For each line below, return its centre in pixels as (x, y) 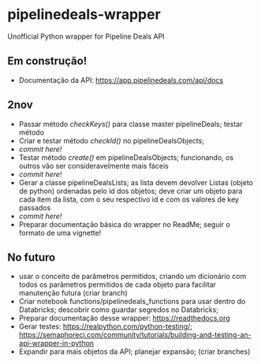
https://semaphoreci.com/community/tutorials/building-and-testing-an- (135, 335)
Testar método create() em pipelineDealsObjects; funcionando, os (126, 157)
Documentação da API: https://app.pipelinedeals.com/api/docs (121, 80)
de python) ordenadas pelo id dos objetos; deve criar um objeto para (130, 191)
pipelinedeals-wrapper (84, 15)
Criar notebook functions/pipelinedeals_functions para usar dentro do (132, 302)
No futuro (32, 257)
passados (35, 207)
